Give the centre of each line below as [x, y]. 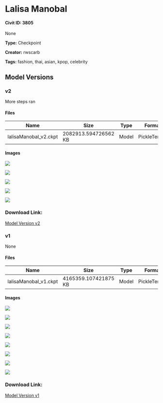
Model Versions [29, 77]
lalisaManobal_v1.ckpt [33, 282]
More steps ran [20, 102]
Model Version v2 [23, 223]
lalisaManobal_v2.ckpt [33, 137]
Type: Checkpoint [23, 43]
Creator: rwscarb [23, 53]
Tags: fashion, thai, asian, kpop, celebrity [47, 62]
